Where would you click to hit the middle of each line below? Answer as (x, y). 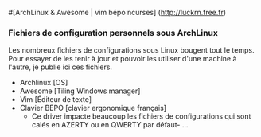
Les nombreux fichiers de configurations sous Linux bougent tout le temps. (131, 50)
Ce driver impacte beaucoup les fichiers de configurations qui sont (141, 116)
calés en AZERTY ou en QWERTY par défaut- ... (110, 125)
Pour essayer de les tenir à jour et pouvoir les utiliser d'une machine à (123, 59)
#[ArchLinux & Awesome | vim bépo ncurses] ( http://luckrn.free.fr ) (117, 12)
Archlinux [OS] (44, 83)
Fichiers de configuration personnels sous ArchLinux (113, 33)
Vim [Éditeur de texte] (56, 100)
